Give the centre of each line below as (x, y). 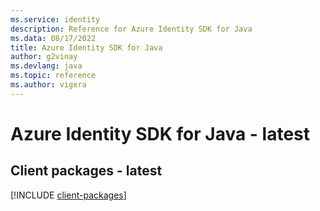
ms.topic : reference (53, 76)
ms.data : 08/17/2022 (53, 38)
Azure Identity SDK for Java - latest (160, 133)
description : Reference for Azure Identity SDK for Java (131, 29)
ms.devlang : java (46, 66)
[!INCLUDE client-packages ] (68, 195)
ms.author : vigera (48, 85)
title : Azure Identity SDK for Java (86, 47)
